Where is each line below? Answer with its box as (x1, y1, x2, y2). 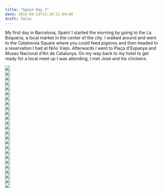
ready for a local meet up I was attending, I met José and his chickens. (5, 56, 148, 62)
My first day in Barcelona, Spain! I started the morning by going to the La (5, 30, 152, 36)
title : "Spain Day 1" (5, 7, 49, 12)
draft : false (5, 16, 32, 21)
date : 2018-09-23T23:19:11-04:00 (5, 12, 73, 17)
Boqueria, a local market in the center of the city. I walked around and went (5, 35, 157, 41)
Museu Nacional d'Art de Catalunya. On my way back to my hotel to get (5, 50, 149, 56)
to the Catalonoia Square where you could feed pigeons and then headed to (5, 40, 158, 46)
